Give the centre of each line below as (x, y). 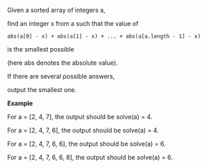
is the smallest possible (41, 49)
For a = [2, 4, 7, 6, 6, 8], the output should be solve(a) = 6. (90, 157)
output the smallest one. (42, 90)
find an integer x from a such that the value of (73, 23)
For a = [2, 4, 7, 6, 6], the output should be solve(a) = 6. (86, 144)
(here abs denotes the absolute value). (63, 63)
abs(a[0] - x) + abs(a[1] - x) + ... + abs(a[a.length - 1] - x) (104, 36)
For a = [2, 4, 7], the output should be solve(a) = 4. (80, 117)
